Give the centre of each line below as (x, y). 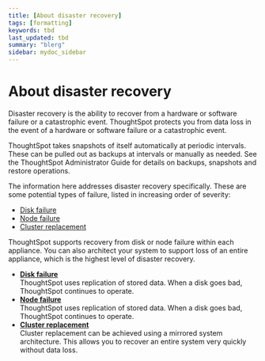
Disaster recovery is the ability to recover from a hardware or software (123, 113)
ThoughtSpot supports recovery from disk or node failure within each (121, 241)
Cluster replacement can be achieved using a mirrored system (121, 332)
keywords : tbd (32, 30)
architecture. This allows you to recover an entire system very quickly (133, 341)
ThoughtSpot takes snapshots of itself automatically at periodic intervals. (127, 145)
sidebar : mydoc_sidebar (47, 52)
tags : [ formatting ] (40, 23)
